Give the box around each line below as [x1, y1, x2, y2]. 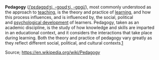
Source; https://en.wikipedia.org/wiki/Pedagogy [5, 49, 101, 55]
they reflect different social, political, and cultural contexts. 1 [5, 40, 124, 45]
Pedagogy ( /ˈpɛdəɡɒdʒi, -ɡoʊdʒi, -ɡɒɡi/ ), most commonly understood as [5, 4, 151, 10]
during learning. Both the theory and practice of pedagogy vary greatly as [5, 35, 152, 41]
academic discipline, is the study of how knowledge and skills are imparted [5, 25, 155, 30]
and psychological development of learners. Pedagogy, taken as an [5, 19, 139, 25]
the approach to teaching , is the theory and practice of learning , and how [5, 9, 151, 15]
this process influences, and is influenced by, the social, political [5, 15, 133, 20]
